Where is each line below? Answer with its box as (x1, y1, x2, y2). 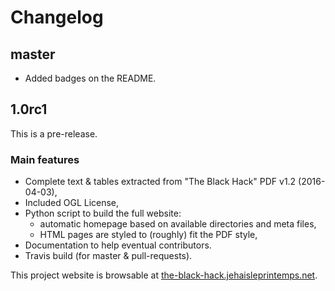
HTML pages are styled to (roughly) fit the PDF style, (39, 229, 258, 241)
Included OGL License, (24, 197, 120, 209)
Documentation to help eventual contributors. (24, 239, 212, 251)
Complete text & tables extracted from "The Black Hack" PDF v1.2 (24, 176, 297, 188)
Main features (10, 152, 80, 166)
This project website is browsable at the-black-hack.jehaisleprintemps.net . (10, 269, 318, 281)
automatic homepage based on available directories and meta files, (39, 218, 317, 230)
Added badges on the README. (24, 72, 157, 84)
